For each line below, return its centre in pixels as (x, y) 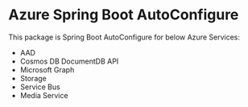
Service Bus (40, 87)
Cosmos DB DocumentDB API (69, 61)
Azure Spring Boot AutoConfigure (124, 15)
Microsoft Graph (47, 69)
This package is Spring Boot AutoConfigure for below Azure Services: (124, 37)
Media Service (44, 95)
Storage (33, 78)
